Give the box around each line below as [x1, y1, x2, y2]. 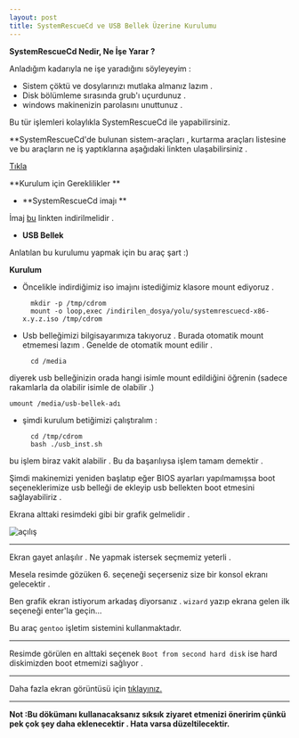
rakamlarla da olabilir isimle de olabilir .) [9, 381, 155, 392]
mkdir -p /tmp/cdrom [30, 299, 107, 307]
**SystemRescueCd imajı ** [21, 195, 127, 206]
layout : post [9, 12, 58, 22]
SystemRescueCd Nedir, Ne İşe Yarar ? [9, 45, 156, 56]
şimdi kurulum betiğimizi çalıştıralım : [21, 414, 158, 425]
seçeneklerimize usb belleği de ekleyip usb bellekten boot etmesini [9, 482, 255, 493]
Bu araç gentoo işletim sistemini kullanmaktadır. [9, 622, 182, 633]
